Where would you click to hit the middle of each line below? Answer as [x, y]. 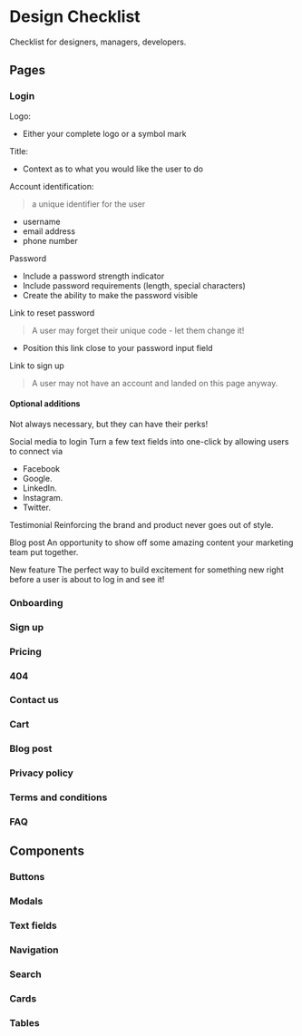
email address [49, 231]
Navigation [34, 950]
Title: [19, 151]
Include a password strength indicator [93, 276]
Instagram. [43, 497]
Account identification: [52, 186]
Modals [26, 902]
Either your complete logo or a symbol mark [104, 133]
